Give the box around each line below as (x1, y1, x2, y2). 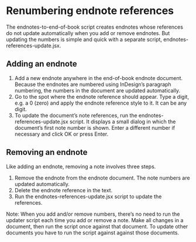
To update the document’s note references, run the (14, 112, 137, 119)
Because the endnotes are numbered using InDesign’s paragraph (14, 81, 171, 88)
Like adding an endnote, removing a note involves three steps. (6, 163, 156, 170)
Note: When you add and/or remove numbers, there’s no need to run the (6, 210, 180, 217)
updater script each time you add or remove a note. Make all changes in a (6, 216, 184, 223)
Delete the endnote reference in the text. (14, 186, 113, 193)
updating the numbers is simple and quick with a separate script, (6, 36, 163, 43)
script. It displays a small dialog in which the (69, 118, 176, 125)
